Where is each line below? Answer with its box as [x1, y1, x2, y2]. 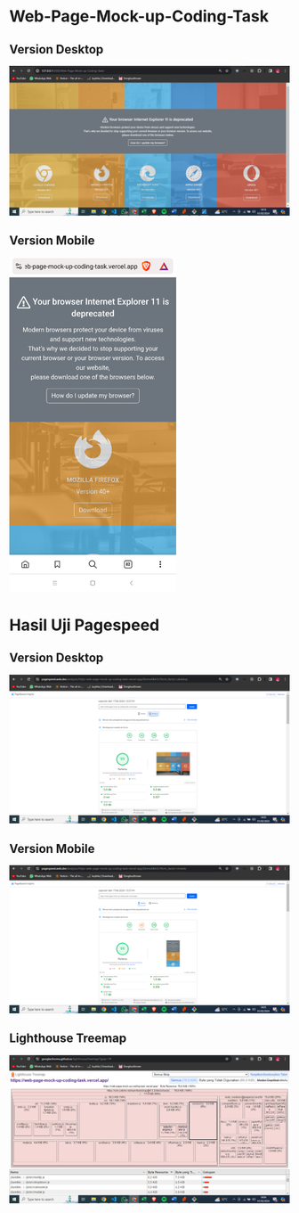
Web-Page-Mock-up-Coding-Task [9, 6, 270, 27]
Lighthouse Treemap [9, 1031, 127, 1046]
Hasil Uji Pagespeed [9, 615, 160, 635]
